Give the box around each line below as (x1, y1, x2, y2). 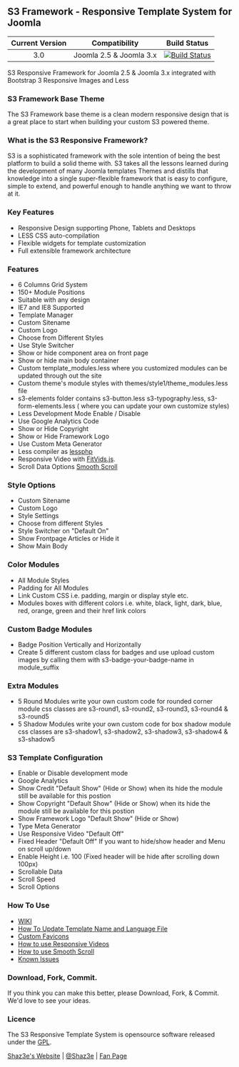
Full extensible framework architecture (17, 246, 131, 255)
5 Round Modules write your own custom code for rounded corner (17, 697, 213, 706)
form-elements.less (17, 402, 76, 410)
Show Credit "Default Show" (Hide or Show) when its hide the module (17, 784, 223, 793)
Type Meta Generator (17, 822, 81, 831)
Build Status (166, 38, 209, 48)
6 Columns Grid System (17, 280, 88, 288)
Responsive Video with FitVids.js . (17, 455, 116, 463)
